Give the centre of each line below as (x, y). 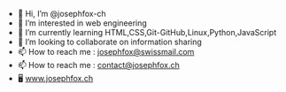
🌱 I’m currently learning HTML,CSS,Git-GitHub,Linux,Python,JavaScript (147, 32)
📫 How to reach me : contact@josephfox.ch (98, 65)
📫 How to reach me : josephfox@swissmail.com (106, 52)
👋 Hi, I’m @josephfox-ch (62, 14)
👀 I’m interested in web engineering (82, 23)
